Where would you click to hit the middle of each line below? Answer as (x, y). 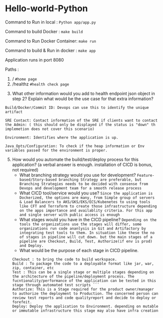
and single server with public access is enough (70, 215)
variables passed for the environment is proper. (56, 150)
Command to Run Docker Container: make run (51, 41)
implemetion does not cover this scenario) (50, 129)
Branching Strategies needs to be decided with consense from (84, 184)
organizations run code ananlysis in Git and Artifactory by (82, 228)
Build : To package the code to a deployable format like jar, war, (83, 264)
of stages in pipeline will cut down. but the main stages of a (86, 237)
